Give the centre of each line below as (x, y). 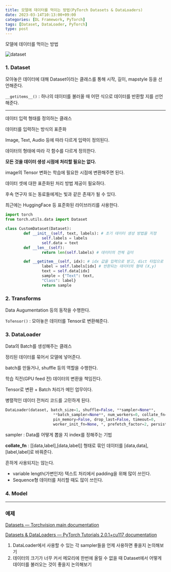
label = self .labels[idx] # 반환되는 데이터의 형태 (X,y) (99, 266)
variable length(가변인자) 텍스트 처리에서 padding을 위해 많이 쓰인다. (82, 473)
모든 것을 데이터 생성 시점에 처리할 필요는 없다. (51, 162)
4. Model (17, 493)
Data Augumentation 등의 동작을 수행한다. (48, 310)
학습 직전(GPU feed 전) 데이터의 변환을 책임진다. (54, 379)
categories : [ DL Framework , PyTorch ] (45, 19)
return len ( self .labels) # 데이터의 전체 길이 (88, 252)
